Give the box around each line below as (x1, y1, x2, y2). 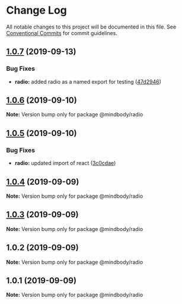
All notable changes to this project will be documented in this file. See (6, 23, 177, 30)
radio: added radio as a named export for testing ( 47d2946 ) (14, 78, 162, 85)
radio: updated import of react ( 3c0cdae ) (14, 160, 116, 167)
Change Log (6, 4, 67, 17)
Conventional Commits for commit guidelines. (6, 29, 117, 36)
